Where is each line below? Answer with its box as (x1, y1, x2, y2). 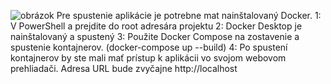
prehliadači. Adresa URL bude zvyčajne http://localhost (10, 63, 238, 74)
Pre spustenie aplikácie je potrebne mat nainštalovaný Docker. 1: (56, 10, 322, 21)
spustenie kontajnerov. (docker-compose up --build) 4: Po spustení (10, 41, 288, 53)
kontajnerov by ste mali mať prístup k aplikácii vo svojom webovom (10, 52, 287, 64)
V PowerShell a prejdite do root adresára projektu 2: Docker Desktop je (10, 20, 303, 32)
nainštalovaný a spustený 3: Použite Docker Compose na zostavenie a (10, 31, 300, 42)
